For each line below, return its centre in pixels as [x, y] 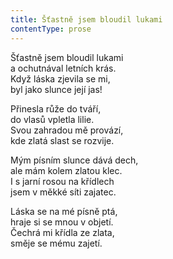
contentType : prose [51, 29]
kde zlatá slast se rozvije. [62, 140]
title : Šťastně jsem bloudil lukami [86, 19]
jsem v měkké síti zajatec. [63, 192]
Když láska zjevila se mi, [60, 78]
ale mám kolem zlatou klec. [66, 170]
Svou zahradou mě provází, [67, 130]
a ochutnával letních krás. [63, 68]
